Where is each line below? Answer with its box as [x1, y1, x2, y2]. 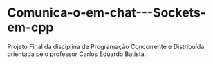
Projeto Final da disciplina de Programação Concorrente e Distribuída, [7, 42, 206, 50]
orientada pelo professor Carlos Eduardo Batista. [7, 50, 147, 58]
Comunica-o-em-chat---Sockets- [7, 5, 206, 21]
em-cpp [7, 19, 54, 35]
